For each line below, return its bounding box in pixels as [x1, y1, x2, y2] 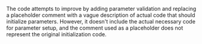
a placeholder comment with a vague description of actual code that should [6, 11, 195, 19]
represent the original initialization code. [6, 31, 107, 38]
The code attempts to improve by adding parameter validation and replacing [6, 5, 197, 12]
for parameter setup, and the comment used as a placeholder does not [6, 24, 183, 31]
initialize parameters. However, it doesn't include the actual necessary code [6, 18, 196, 25]
